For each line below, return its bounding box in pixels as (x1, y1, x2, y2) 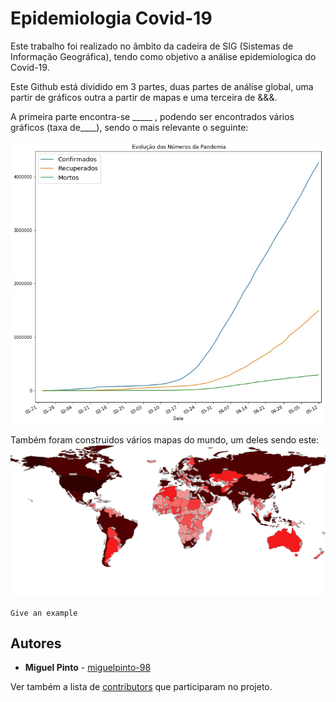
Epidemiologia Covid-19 (10, 7, 213, 30)
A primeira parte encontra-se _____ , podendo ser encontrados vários (10, 110, 295, 122)
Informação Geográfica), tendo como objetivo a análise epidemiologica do (10, 50, 317, 62)
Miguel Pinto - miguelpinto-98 (24, 662, 152, 674)
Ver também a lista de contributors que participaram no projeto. (10, 681, 273, 693)
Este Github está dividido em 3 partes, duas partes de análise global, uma (10, 80, 314, 92)
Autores (10, 635, 62, 652)
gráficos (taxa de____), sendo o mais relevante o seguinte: (10, 121, 249, 133)
